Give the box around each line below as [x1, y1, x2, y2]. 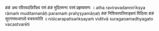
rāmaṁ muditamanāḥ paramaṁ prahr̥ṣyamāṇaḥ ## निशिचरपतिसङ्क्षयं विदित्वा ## [5, 11, 154, 16]
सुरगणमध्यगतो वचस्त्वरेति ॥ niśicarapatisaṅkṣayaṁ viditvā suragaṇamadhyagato [5, 16, 153, 21]
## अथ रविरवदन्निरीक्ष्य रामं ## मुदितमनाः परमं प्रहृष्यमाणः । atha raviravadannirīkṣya [5, 5, 146, 10]
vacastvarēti [5, 21, 30, 27]
